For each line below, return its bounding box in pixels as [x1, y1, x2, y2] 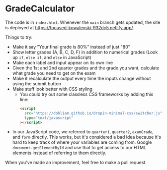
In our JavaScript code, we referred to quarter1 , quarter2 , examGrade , [12, 129, 154, 135]
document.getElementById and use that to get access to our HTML [12, 145, 147, 151]
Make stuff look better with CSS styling [12, 86, 93, 92]
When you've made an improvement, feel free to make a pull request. [5, 160, 147, 166]
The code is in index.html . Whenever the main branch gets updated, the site [5, 19, 161, 25]
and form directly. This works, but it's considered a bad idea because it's [12, 134, 162, 140]
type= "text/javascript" [24, 115, 74, 120]
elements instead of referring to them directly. [12, 150, 107, 156]
